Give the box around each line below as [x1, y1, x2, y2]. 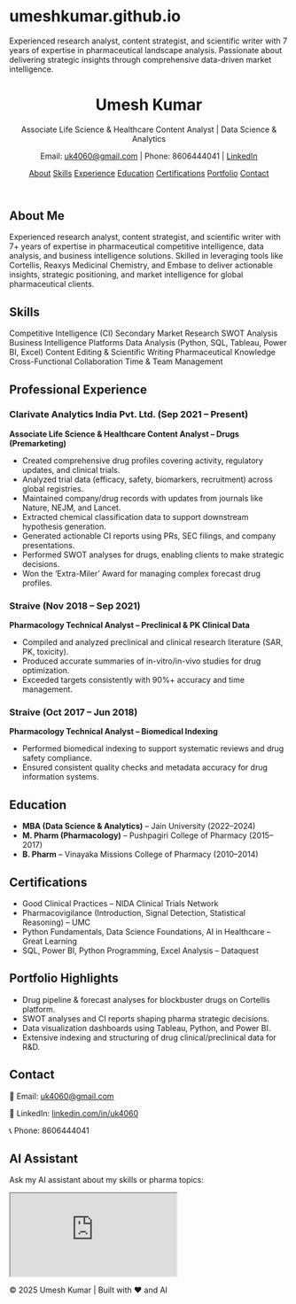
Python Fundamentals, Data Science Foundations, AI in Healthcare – [21, 927, 271, 937]
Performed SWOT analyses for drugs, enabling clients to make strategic [21, 549, 285, 560]
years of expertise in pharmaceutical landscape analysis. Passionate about [9, 44, 283, 55]
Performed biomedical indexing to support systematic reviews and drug [21, 743, 284, 754]
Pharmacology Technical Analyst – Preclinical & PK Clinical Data [9, 620, 250, 631]
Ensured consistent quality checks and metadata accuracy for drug [21, 762, 269, 772]
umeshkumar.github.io [9, 6, 182, 27]
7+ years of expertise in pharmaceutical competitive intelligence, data [9, 241, 264, 252]
